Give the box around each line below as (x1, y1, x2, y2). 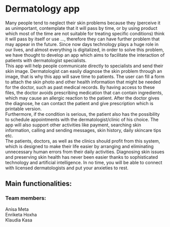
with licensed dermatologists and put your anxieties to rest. (5, 165, 129, 171)
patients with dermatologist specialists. (5, 57, 87, 63)
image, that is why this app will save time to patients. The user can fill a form (5, 73, 164, 79)
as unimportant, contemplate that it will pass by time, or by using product (5, 25, 158, 31)
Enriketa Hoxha (5, 211, 37, 217)
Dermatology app (5, 3, 80, 15)
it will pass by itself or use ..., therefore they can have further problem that (5, 36, 160, 42)
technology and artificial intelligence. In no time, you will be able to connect (5, 159, 163, 165)
